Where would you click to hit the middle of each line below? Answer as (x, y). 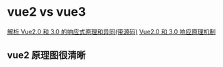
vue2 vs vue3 (47, 12)
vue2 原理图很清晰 (46, 55)
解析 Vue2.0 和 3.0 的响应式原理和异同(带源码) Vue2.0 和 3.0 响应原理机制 (111, 31)
